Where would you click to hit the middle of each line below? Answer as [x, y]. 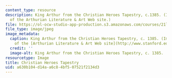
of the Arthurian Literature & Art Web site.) [60, 19]
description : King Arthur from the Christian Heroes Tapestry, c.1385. [83, 15]
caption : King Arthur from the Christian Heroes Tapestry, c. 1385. [84, 39]
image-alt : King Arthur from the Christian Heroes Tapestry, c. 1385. [87, 53]
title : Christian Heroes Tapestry [42, 63]
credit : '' [21, 48]
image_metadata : [23, 34]
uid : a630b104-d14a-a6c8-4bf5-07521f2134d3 [52, 67]
